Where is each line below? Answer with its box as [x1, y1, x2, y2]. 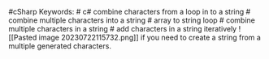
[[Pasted [8, 32, 37, 42]
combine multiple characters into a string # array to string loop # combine [8, 15, 256, 25]
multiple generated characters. [8, 41, 112, 51]
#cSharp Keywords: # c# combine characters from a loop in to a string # [8, 7, 251, 16]
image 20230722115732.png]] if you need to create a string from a [38, 32, 262, 42]
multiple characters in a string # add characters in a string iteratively [8, 24, 237, 33]
